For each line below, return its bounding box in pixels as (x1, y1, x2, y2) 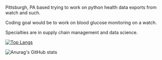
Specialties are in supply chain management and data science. (5, 29, 138, 35)
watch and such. (5, 10, 41, 16)
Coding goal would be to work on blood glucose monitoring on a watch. (5, 20, 157, 25)
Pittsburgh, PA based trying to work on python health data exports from (5, 5, 157, 10)
